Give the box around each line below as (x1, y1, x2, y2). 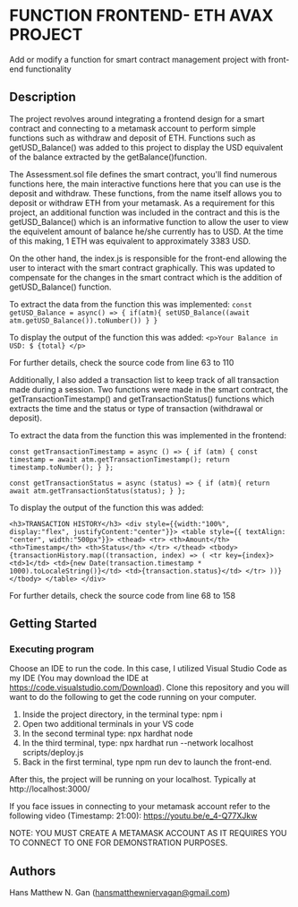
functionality (25, 64, 72, 74)
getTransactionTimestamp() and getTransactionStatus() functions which (9, 393, 275, 404)
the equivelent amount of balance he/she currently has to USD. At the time (9, 226, 284, 237)
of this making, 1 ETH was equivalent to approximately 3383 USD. (9, 235, 251, 246)
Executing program (9, 643, 95, 655)
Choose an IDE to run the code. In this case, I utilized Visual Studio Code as (9, 663, 288, 674)
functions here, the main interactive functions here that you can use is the (9, 178, 282, 189)
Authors (9, 863, 56, 878)
